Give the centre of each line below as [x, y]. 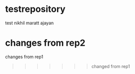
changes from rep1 [24, 57]
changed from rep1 [111, 66]
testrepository [35, 9]
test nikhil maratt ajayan [30, 23]
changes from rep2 [45, 43]
